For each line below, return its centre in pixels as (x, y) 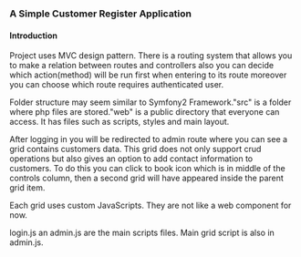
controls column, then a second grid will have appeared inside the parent (147, 178)
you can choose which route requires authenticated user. (117, 85)
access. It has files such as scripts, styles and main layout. (119, 122)
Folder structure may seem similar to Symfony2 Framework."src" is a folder (150, 102)
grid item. (27, 188)
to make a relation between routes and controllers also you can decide (142, 66)
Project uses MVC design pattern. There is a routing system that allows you (151, 56)
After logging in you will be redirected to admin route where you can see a (149, 139)
